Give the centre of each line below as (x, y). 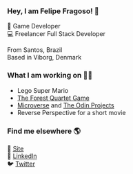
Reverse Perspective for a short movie (71, 112)
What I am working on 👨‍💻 (50, 76)
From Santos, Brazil (35, 50)
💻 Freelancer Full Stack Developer (56, 34)
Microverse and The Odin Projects (66, 105)
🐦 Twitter (21, 164)
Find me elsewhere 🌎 (44, 131)
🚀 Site (16, 148)
